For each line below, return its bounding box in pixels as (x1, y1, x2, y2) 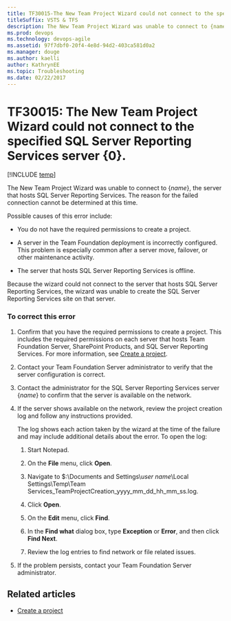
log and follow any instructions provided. (16, 411, 133, 420)
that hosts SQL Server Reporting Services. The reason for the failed (7, 191, 199, 200)
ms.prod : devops (7, 29, 54, 37)
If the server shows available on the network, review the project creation (16, 404, 223, 412)
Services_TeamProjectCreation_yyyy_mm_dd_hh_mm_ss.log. (27, 487, 199, 495)
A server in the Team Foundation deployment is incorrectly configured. (16, 238, 218, 247)
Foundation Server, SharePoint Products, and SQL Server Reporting (16, 342, 208, 350)
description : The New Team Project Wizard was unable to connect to (7, 23, 208, 30)
